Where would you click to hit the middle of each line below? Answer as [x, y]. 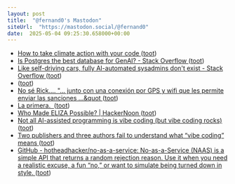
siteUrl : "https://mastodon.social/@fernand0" [78, 27]
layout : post [26, 14]
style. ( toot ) [34, 173]
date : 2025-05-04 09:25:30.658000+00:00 [69, 33]
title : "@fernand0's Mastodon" [54, 20]
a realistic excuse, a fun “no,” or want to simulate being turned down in [120, 165]
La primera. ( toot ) [43, 105]
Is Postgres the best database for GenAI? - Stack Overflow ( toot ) [111, 61]
